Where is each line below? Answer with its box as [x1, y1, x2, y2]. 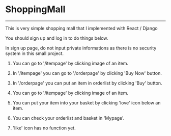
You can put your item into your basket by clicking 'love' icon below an [12, 99, 161, 105]
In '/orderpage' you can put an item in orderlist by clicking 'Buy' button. [12, 80, 162, 86]
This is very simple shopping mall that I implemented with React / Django [5, 25, 158, 31]
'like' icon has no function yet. [12, 125, 76, 131]
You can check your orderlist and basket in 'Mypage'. [12, 115, 125, 121]
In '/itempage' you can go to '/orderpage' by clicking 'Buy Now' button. [12, 70, 162, 76]
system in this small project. [5, 50, 64, 57]
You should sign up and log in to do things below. [5, 35, 108, 41]
